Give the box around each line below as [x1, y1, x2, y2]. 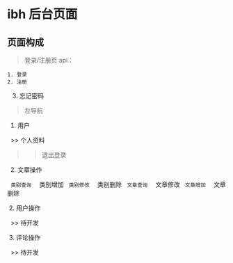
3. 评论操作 [8, 234, 41, 241]
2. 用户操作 [8, 204, 41, 212]
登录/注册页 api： [24, 56, 74, 64]
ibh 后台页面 [7, 6, 78, 22]
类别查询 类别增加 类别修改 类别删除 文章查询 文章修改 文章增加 [10, 180, 207, 189]
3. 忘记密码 [12, 92, 45, 99]
